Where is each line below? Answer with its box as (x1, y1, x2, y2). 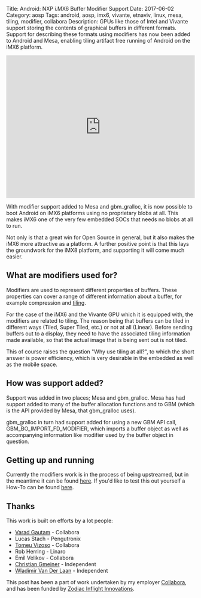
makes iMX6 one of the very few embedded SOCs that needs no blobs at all (6, 216, 193, 223)
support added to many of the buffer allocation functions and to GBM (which (6, 400, 195, 407)
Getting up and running (6, 455, 95, 465)
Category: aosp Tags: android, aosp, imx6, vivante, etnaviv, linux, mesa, (6, 11, 184, 19)
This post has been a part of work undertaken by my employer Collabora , (6, 579, 187, 586)
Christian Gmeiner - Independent (14, 561, 97, 568)
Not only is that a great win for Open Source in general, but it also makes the (6, 234, 194, 241)
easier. (6, 253, 23, 260)
